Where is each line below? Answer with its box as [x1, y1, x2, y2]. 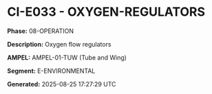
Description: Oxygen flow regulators [7, 40, 112, 48]
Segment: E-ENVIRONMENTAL [7, 67, 96, 75]
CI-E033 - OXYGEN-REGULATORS [7, 4, 205, 20]
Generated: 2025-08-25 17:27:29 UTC [7, 80, 116, 88]
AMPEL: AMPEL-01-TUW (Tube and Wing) [7, 53, 127, 62]
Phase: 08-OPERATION [7, 27, 74, 35]
